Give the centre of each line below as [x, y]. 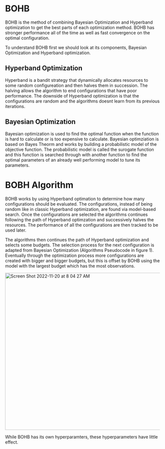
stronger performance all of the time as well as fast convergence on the [78, 33]
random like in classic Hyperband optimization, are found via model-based [81, 209]
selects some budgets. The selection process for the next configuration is [80, 245]
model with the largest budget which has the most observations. [70, 266]
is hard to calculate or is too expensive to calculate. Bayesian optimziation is [82, 139]
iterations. [15, 106]
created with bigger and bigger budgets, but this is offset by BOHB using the [82, 260]
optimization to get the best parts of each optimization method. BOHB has [80, 27]
